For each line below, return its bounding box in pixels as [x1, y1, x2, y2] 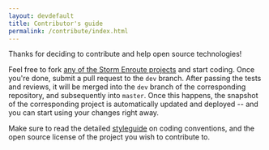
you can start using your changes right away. [8, 108, 160, 118]
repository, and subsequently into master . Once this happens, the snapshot [8, 91, 258, 101]
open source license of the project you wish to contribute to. [8, 132, 211, 142]
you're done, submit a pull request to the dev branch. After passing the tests [8, 74, 262, 84]
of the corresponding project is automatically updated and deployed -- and [8, 99, 259, 109]
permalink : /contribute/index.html [8, 27, 129, 35]
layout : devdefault [8, 11, 75, 20]
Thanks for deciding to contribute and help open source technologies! [8, 49, 242, 59]
